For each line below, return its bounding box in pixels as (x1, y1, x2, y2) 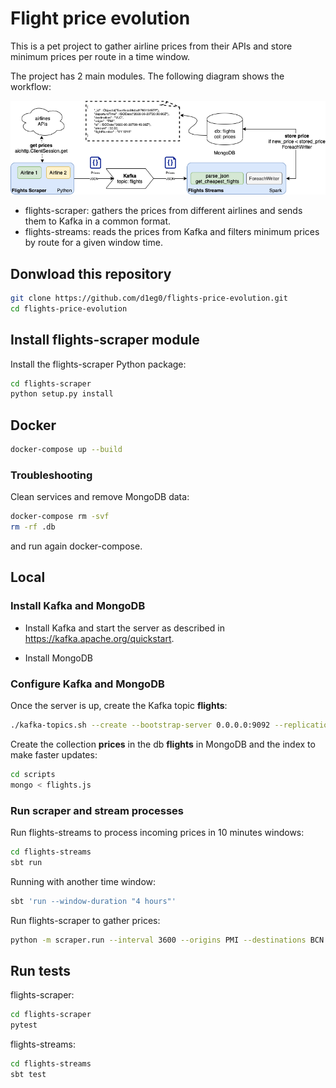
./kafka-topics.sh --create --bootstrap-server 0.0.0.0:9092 (10, 720, 271, 731)
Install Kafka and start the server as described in (24, 622, 225, 634)
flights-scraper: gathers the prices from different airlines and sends (24, 205, 303, 217)
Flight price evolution (10, 7, 191, 30)
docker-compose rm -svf (10, 512, 110, 522)
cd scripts (10, 769, 56, 779)
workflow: (10, 80, 52, 92)
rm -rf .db (10, 522, 56, 532)
